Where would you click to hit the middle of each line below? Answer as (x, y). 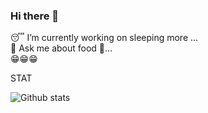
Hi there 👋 (35, 16)
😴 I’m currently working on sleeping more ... (104, 38)
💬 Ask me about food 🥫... (61, 48)
